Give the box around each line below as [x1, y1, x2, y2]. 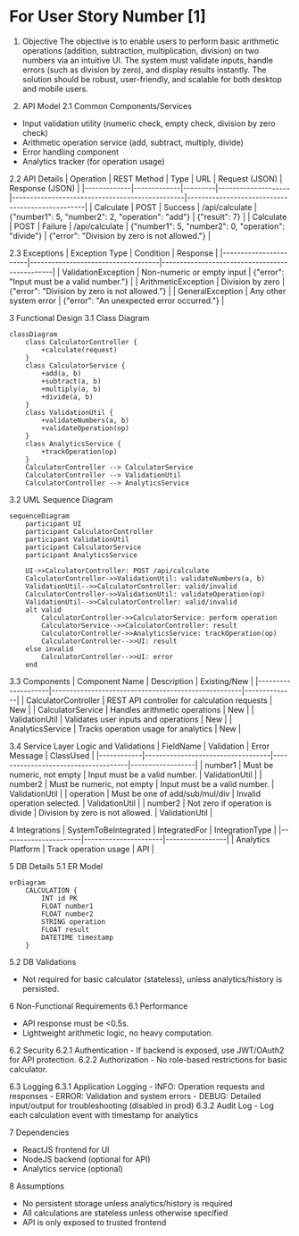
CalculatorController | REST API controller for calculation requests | [26, 695, 273, 706]
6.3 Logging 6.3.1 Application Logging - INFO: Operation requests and [9, 1080, 265, 1092]
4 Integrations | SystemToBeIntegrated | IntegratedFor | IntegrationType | [9, 825, 277, 835]
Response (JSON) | [9, 182, 80, 193]
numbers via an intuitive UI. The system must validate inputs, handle [21, 55, 274, 65]
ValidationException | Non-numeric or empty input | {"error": [62, 267, 285, 277]
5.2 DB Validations [9, 956, 77, 967]
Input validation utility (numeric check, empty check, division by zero [21, 118, 276, 129]
